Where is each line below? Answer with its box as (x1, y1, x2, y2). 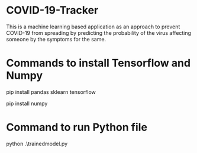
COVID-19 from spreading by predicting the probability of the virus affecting (6, 29, 191, 36)
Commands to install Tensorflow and (6, 57, 191, 70)
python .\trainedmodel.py (6, 140, 68, 147)
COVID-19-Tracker (6, 4, 99, 17)
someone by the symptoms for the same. (6, 35, 106, 43)
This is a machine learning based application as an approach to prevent (6, 23, 180, 30)
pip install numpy (6, 100, 48, 107)
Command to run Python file (6, 121, 148, 134)
